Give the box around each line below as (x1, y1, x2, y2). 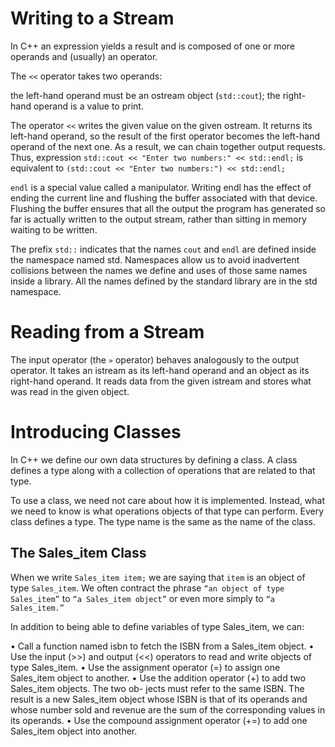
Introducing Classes (10, 421, 182, 444)
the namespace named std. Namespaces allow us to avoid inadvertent (10, 253, 300, 266)
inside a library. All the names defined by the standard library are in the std (10, 275, 318, 287)
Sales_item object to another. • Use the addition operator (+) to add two (10, 672, 307, 684)
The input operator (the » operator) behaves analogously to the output (10, 353, 300, 366)
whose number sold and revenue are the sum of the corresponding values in (10, 703, 326, 716)
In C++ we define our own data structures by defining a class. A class (10, 453, 298, 466)
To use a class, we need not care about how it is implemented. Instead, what (10, 494, 326, 506)
